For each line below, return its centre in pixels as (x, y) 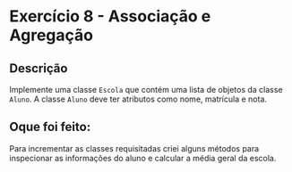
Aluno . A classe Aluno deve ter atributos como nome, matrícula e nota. (138, 99)
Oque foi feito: (50, 127)
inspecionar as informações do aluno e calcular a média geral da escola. (143, 158)
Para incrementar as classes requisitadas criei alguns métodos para (134, 148)
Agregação (52, 35)
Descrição (39, 68)
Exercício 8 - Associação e (110, 16)
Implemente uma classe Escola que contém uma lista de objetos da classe (146, 90)
